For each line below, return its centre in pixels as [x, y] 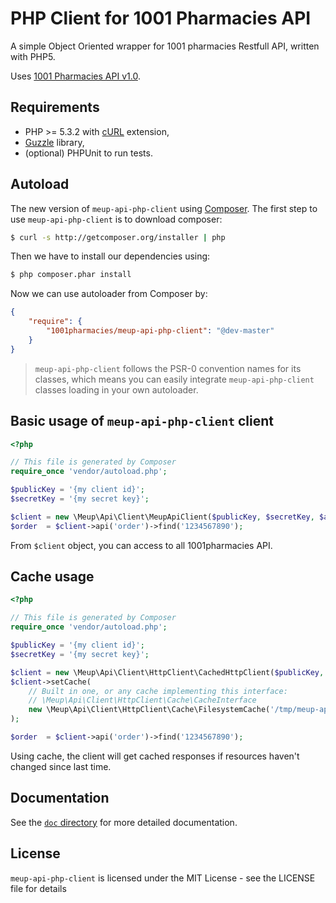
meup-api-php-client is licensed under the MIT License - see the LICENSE [163, 878]
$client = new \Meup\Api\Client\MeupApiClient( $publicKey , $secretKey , [162, 517]
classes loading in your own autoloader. [116, 389]
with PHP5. [33, 56]
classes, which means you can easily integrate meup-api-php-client [174, 379]
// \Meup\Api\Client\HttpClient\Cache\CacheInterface [142, 700]
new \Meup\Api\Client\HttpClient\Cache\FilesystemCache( [149, 710]
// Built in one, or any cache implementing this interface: [158, 691]
